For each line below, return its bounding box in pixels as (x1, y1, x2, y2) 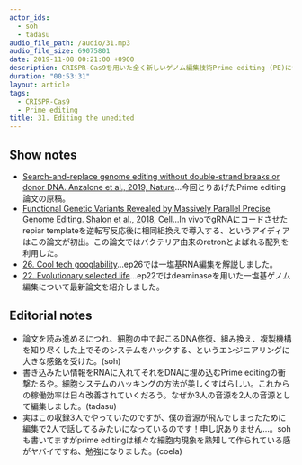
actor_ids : (9, 13, 50, 23)
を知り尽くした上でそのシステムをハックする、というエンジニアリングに (22, 344, 290, 355)
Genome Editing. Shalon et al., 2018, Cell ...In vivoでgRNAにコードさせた (22, 214, 289, 224)
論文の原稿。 (22, 193, 70, 204)
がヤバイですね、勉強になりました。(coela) (22, 445, 182, 456)
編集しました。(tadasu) (30, 400, 117, 411)
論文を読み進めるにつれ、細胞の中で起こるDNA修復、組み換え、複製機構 (22, 333, 292, 343)
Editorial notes (9, 308, 93, 324)
